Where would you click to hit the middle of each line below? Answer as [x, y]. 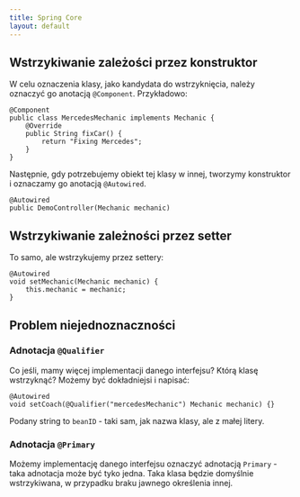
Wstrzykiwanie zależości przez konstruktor [133, 63]
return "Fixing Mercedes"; [92, 142]
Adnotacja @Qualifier [57, 350]
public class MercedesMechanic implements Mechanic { [112, 118]
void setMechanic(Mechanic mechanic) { [84, 282]
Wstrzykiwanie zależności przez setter [120, 235]
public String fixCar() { [74, 134]
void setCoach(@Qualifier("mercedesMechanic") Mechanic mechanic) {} [142, 404]
